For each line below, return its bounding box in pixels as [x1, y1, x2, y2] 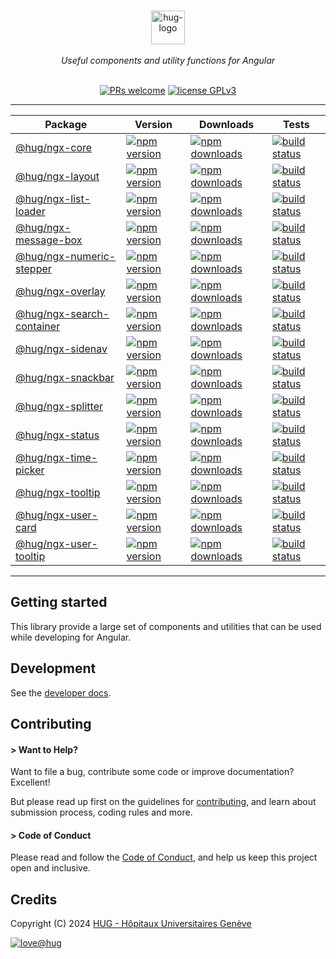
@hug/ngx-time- [15, 451, 98, 464]
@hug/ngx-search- [15, 307, 110, 320]
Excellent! [10, 776, 51, 789]
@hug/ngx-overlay [15, 285, 106, 298]
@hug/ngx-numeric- [15, 250, 117, 263]
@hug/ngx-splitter [15, 400, 103, 413]
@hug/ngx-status [15, 428, 100, 442]
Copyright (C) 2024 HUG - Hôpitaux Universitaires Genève [10, 918, 252, 930]
